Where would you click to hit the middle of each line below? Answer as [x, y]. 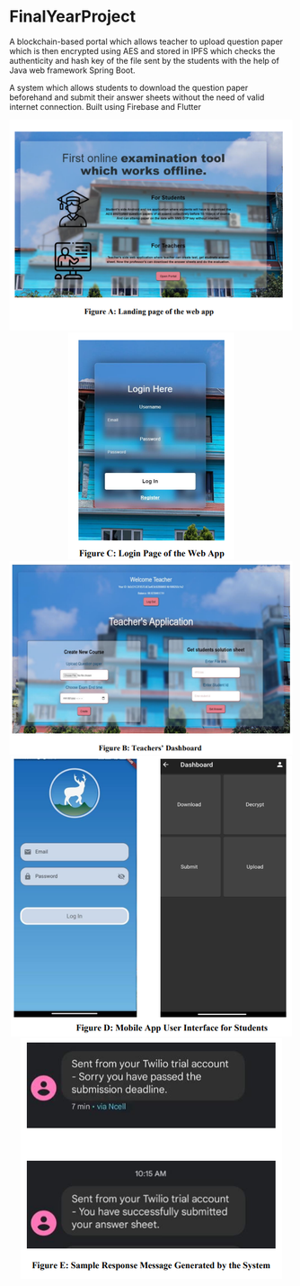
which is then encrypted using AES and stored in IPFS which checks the [142, 50]
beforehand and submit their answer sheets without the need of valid [137, 97]
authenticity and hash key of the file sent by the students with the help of [145, 60]
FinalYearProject [73, 17]
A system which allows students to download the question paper [129, 87]
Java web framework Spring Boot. [73, 70]
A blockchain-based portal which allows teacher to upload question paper [146, 41]
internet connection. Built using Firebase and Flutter [106, 106]
